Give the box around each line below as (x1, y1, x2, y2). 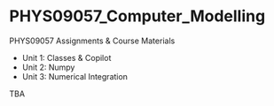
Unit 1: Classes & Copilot (21, 52, 112, 63)
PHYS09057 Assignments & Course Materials (9, 35, 176, 46)
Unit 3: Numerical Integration (21, 71, 129, 81)
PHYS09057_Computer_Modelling (9, 6, 266, 26)
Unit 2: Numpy (21, 62, 75, 72)
